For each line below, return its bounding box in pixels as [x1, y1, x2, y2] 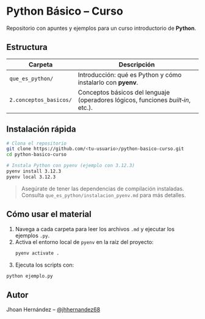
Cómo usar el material [6, 209, 92, 220]
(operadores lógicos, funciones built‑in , [77, 96, 191, 104]
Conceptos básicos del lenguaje [77, 88, 170, 96]
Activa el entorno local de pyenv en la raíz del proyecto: [15, 238, 154, 245]
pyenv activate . [15, 250, 60, 256]
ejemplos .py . [15, 232, 50, 239]
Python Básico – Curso [6, 4, 123, 18]
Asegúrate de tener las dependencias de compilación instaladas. [21, 185, 184, 192]
